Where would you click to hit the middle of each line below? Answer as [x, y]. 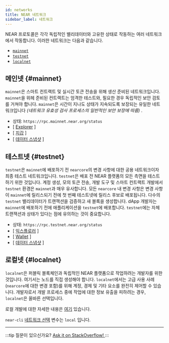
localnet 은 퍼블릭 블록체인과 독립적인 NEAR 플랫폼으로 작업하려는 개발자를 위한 [84, 273]
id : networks [19, 10]
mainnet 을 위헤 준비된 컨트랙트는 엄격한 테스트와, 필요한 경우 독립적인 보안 [78, 98]
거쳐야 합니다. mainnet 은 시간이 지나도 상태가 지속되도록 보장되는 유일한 [81, 104]
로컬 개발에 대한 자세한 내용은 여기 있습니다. [48, 309]
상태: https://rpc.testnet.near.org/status [57, 224]
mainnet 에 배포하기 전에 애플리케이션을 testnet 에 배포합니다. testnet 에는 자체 [82, 208]
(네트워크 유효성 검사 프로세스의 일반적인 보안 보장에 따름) [83, 110]
